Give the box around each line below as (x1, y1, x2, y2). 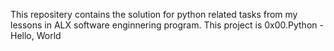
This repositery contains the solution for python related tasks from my (10, 9, 298, 20)
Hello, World (10, 30, 62, 41)
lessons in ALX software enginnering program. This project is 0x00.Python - (10, 19, 324, 31)
